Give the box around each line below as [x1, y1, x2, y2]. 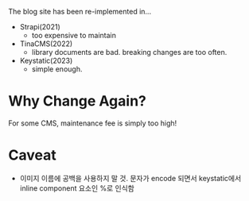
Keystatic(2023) [19, 56, 73, 65]
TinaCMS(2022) [19, 39, 73, 48]
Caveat [8, 146, 57, 164]
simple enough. [31, 64, 83, 74]
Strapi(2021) [19, 22, 61, 31]
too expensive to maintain [31, 31, 117, 40]
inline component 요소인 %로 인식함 [19, 183, 135, 193]
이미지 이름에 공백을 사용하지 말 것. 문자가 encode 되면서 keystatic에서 [19, 173, 242, 183]
